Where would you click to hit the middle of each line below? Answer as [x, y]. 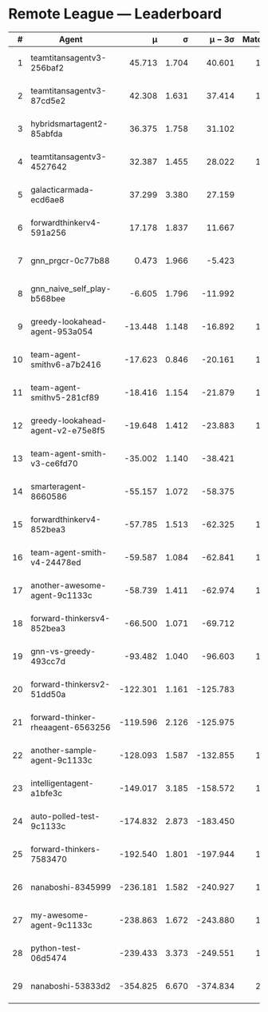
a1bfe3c [47, 793]
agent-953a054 [62, 331]
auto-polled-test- [65, 816]
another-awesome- [69, 585]
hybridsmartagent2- [69, 123]
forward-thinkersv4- [70, 618]
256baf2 [47, 67]
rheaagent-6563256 [71, 727]
